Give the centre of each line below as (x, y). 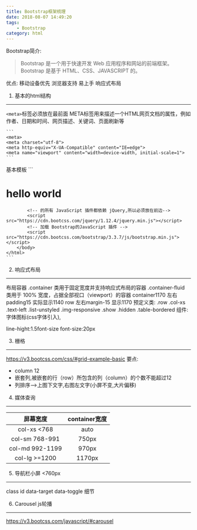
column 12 (27, 371)
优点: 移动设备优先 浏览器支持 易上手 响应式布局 (64, 84)
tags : (13, 22)
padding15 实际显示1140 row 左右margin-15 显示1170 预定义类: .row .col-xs (96, 302)
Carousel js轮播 (33, 504)
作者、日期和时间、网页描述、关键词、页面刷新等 (65, 121)
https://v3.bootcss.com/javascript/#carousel (60, 521)
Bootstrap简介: (24, 51)
